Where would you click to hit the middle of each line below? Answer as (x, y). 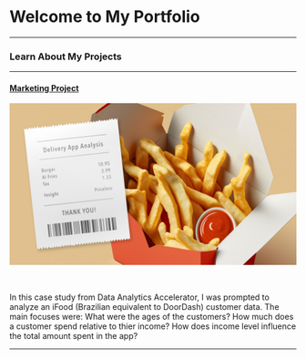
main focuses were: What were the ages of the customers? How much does (152, 316)
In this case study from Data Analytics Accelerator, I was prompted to (140, 297)
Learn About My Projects (66, 56)
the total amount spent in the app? (74, 335)
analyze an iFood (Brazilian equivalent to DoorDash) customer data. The (144, 306)
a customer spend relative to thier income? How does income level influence (153, 326)
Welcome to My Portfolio (105, 17)
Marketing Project (44, 87)
